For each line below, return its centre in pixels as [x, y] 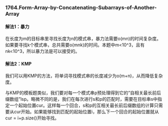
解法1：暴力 [17, 26]
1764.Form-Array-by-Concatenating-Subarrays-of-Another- [81, 8]
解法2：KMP [18, 64]
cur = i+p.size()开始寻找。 [32, 118]
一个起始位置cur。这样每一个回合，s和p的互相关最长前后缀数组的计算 [82, 105]
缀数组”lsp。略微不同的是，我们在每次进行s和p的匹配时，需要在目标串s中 [81, 99]
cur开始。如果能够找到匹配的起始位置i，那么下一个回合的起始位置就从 [86, 112]
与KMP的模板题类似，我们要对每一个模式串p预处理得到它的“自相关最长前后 [83, 93]
